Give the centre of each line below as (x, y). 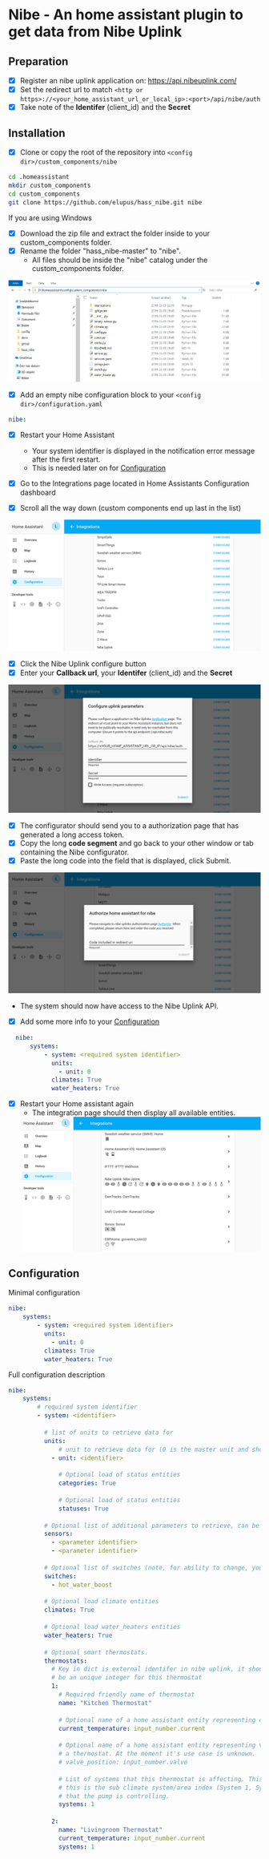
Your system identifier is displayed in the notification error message (143, 451)
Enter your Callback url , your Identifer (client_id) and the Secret (126, 673)
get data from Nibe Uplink (95, 32)
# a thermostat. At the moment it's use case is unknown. (157, 1754)
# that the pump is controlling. (114, 1796)
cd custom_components (44, 194)
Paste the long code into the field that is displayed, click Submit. (125, 860)
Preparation (38, 61)
